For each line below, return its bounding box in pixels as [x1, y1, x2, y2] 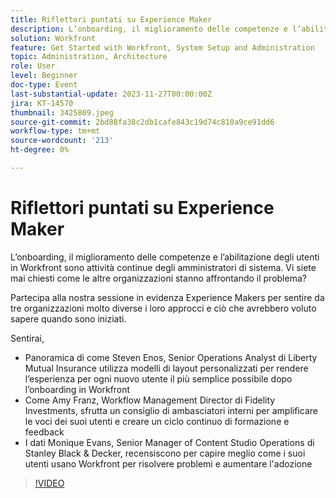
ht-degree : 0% [10, 145, 70, 155]
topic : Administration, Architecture [10, 52, 168, 62]
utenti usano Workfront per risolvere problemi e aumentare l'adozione [24, 457, 313, 470]
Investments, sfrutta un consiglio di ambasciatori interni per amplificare [24, 404, 318, 416]
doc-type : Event [10, 80, 78, 90]
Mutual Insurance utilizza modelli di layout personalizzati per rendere [24, 362, 309, 374]
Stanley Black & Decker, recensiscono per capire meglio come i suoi [24, 447, 306, 459]
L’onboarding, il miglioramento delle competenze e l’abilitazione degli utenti [10, 251, 320, 263]
